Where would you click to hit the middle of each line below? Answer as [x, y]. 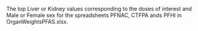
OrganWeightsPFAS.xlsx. [37, 22]
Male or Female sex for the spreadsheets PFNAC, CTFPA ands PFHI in [94, 15]
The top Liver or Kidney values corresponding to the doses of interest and [99, 9]
